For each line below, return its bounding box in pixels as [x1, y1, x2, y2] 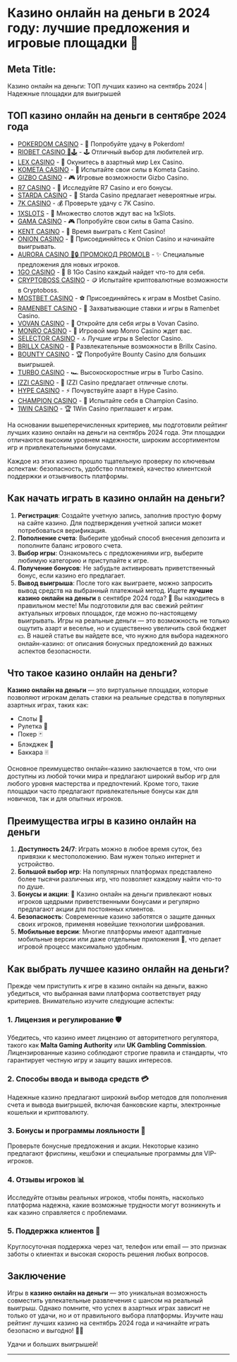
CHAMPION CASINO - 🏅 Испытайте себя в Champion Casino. [17, 396, 199, 404]
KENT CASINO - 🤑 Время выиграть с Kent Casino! [17, 227, 166, 235]
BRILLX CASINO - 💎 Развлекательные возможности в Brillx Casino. [17, 341, 217, 351]
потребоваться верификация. [17, 526, 107, 534]
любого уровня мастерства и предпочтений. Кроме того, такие [7, 780, 199, 788]
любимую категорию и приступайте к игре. [17, 556, 150, 565]
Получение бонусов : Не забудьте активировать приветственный [17, 563, 215, 572]
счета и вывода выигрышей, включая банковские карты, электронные [7, 1100, 221, 1109]
